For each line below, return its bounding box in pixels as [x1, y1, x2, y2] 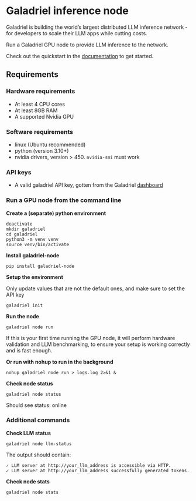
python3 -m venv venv [6, 236, 59, 242]
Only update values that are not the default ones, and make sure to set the [6, 285, 185, 292]
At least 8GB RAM [14, 107, 58, 114]
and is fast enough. [6, 347, 53, 354]
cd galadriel [6, 231, 38, 237]
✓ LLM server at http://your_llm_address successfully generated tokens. [6, 468, 190, 473]
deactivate [6, 221, 33, 227]
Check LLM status [6, 429, 51, 436]
